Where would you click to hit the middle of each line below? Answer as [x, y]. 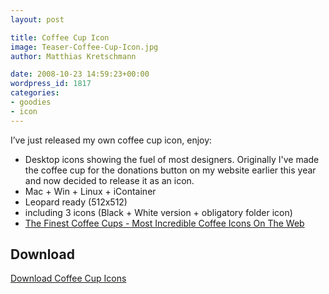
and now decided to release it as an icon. [109, 180]
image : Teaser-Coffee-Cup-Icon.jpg [84, 47]
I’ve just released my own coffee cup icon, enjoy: [111, 140]
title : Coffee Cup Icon [60, 37]
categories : [35, 93]
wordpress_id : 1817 [51, 84]
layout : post [37, 19]
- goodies [31, 102]
